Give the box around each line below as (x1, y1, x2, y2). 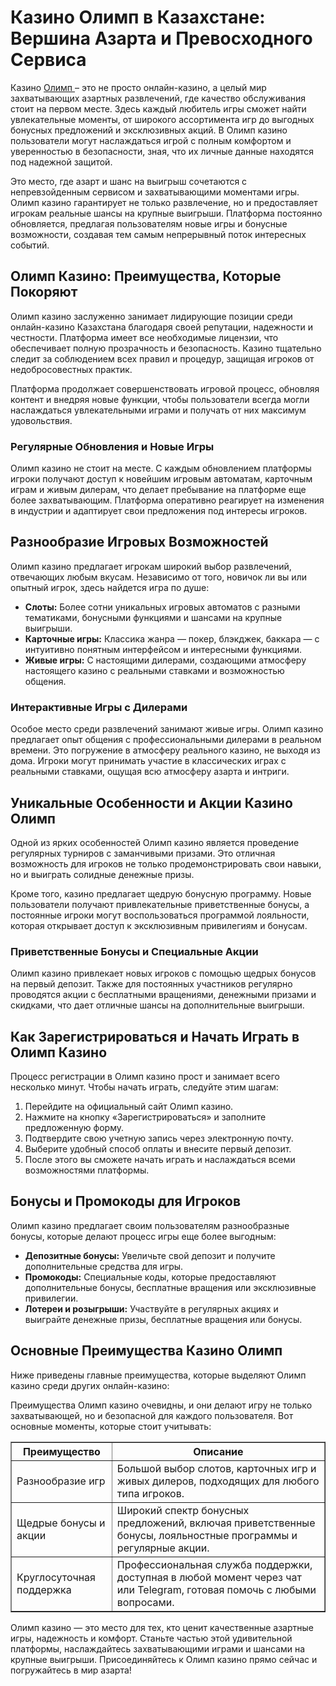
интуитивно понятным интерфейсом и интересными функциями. (24, 643, 303, 655)
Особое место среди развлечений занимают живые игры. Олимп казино (10, 723, 324, 735)
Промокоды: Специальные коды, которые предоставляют (24, 1271, 277, 1283)
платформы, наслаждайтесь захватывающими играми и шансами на (10, 1642, 306, 1655)
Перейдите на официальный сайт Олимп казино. (24, 1101, 234, 1113)
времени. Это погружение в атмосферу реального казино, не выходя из (10, 744, 321, 756)
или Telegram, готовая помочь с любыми (116, 1582, 317, 1596)
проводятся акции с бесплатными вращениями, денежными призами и (10, 989, 317, 1001)
